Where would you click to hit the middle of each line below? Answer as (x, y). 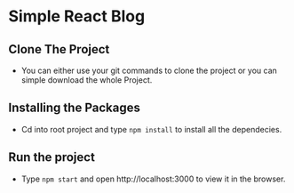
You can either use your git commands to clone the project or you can (149, 70)
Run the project (52, 157)
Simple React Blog (77, 16)
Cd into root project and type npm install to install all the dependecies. (151, 129)
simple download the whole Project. (87, 80)
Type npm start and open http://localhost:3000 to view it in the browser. (153, 179)
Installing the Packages (75, 108)
